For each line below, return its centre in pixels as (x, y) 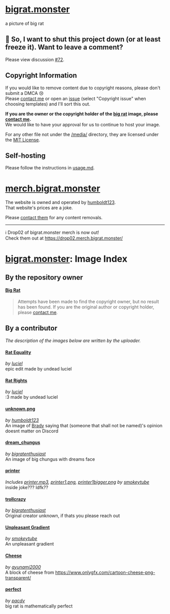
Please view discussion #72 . (35, 59)
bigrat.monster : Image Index (66, 259)
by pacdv (15, 600)
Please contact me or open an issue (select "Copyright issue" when (76, 98)
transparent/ (18, 577)
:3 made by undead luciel (32, 397)
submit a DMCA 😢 (25, 93)
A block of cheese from (30, 572)
